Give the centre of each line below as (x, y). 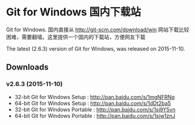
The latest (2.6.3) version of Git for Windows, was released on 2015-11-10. (96, 48)
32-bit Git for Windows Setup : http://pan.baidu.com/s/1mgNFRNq (95, 97)
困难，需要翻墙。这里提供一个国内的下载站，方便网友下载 (76, 37)
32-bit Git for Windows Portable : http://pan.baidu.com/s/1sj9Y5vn (95, 109)
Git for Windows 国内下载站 (74, 12)
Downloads (27, 68)
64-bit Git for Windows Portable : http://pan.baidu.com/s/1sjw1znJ (95, 116)
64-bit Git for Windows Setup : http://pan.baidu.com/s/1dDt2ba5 (92, 103)
